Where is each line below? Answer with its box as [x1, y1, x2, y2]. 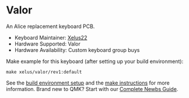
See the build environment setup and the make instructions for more [6, 79, 170, 86]
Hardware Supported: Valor [14, 40, 80, 47]
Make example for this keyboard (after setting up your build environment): [6, 58, 184, 65]
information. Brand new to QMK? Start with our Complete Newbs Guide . [6, 85, 178, 92]
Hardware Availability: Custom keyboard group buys [14, 46, 140, 53]
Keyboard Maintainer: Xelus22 [14, 34, 87, 41]
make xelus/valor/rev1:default [6, 69, 82, 75]
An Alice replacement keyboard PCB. [6, 23, 95, 30]
